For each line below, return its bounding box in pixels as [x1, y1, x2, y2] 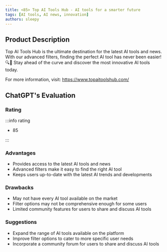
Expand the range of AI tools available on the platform [12, 230, 124, 236]
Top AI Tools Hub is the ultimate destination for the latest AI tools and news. [5, 49, 162, 55]
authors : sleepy [5, 17, 39, 22]
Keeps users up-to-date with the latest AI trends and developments [12, 172, 152, 178]
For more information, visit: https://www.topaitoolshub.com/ [5, 76, 129, 83]
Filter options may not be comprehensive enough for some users [12, 201, 147, 207]
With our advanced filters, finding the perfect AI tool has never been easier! [5, 54, 162, 60]
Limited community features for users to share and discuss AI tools [12, 206, 152, 212]
